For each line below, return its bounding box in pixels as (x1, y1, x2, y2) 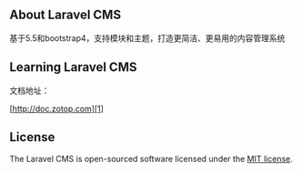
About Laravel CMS (9, 7, 121, 23)
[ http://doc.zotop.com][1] (9, 103, 105, 114)
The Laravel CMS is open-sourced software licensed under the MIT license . (9, 154, 293, 165)
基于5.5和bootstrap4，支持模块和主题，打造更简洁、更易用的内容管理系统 (9, 32, 286, 44)
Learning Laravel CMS (9, 59, 137, 76)
